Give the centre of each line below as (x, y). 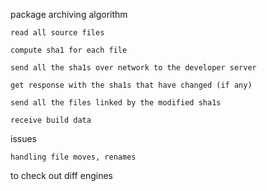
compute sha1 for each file (69, 50)
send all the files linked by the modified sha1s (116, 103)
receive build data (51, 120)
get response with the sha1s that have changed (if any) (131, 85)
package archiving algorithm (69, 14)
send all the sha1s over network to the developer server (133, 68)
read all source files (57, 33)
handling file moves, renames (73, 157)
